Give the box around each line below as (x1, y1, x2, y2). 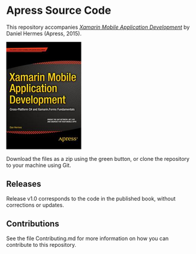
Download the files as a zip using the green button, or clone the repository (6, 155, 190, 162)
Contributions (6, 219, 59, 229)
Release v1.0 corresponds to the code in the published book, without (6, 195, 176, 202)
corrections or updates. (6, 201, 64, 208)
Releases (6, 179, 41, 189)
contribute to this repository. (6, 241, 77, 248)
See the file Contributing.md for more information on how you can (6, 235, 169, 242)
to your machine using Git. (6, 162, 71, 169)
